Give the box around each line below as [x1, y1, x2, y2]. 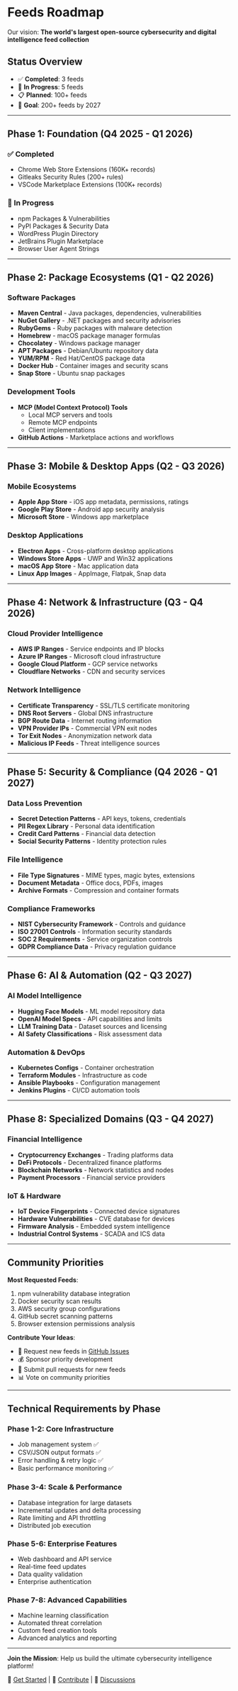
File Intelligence [7, 855, 64, 865]
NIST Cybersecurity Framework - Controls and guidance [17, 920, 186, 928]
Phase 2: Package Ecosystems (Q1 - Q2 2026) [7, 272, 215, 284]
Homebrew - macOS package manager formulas [17, 331, 161, 340]
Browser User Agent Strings [17, 244, 100, 252]
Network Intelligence [7, 685, 81, 695]
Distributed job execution [17, 1521, 91, 1529]
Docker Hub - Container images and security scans [17, 362, 169, 370]
